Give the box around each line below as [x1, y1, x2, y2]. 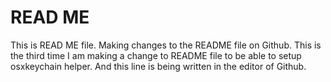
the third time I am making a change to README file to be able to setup [10, 49, 302, 61]
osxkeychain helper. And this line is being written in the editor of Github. [10, 60, 307, 72]
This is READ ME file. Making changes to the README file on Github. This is [10, 39, 322, 51]
